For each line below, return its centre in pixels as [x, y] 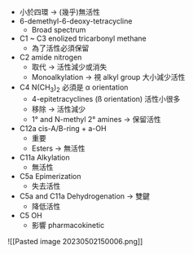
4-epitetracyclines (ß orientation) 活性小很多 [106, 99]
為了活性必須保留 [60, 48]
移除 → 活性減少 [59, 109]
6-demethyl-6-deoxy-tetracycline [76, 21]
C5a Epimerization [50, 176]
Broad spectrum [59, 30]
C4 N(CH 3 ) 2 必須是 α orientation [74, 88]
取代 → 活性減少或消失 [69, 67]
